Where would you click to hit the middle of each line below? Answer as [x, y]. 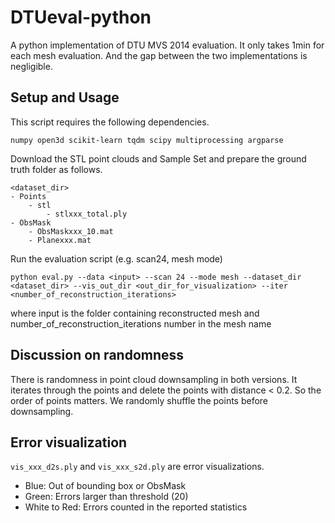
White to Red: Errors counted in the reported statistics [136, 507]
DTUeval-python [81, 17]
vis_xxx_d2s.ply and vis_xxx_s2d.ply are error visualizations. [137, 467]
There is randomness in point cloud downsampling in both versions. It [154, 379]
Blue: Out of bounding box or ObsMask [105, 486]
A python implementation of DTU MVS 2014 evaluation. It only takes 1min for [167, 45]
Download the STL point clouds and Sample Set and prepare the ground [158, 158]
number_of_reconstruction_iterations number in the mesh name [141, 323]
